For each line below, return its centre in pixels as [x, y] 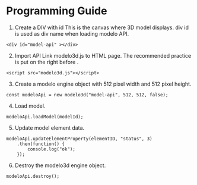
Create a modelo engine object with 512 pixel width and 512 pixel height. [103, 84]
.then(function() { [41, 144]
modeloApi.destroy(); [33, 176]
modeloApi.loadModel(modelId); [45, 117]
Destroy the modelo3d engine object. [60, 165]
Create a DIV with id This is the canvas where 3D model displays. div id [101, 27]
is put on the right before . [47, 62]
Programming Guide [57, 11]
